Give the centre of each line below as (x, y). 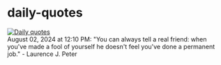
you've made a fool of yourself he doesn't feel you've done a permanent (111, 46)
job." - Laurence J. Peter (43, 54)
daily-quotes (45, 13)
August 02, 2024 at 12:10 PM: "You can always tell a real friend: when (107, 39)
